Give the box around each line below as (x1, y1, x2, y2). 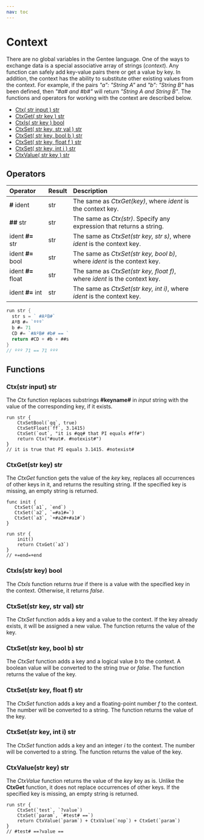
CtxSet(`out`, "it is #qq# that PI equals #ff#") (17, 430, 146, 437)
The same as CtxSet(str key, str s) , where (72, 232, 191, 240)
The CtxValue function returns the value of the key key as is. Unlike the (6, 777, 184, 785)
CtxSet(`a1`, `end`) (14, 505, 67, 511)
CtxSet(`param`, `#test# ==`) (17, 813, 94, 819)
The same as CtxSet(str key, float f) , (72, 267, 176, 276)
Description (72, 187, 108, 195)
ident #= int (9, 289, 42, 297)
